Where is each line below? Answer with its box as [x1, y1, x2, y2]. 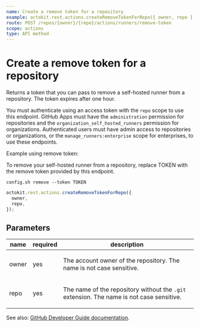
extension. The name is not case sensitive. [62, 293, 182, 301]
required [32, 241, 58, 249]
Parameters [6, 223, 51, 233]
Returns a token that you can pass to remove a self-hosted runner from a [6, 89, 185, 96]
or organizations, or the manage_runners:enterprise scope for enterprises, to [6, 132, 193, 139]
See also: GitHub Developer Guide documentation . [6, 314, 130, 322]
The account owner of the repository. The [62, 257, 180, 265]
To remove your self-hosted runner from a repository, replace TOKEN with [6, 161, 188, 169]
